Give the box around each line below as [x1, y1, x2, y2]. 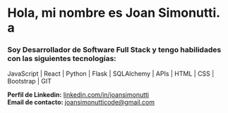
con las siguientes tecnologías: [7, 54, 116, 64]
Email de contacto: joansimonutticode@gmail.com [7, 98, 155, 107]
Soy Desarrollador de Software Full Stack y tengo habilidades [7, 45, 222, 55]
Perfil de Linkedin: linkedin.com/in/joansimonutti [7, 91, 150, 99]
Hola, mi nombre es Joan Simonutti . [7, 5, 220, 21]
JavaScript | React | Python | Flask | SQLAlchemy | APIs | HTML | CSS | [7, 69, 215, 78]
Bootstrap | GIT [7, 77, 52, 86]
